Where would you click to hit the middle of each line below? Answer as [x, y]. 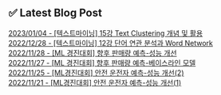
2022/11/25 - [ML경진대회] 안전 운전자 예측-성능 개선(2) [96, 72]
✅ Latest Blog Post [55, 13]
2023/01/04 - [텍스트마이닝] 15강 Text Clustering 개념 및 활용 [106, 33]
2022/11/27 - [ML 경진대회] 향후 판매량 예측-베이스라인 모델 [102, 63]
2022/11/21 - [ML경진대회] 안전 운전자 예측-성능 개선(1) [95, 82]
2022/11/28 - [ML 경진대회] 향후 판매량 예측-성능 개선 [93, 53]
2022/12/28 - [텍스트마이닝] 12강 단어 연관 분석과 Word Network [111, 43]
